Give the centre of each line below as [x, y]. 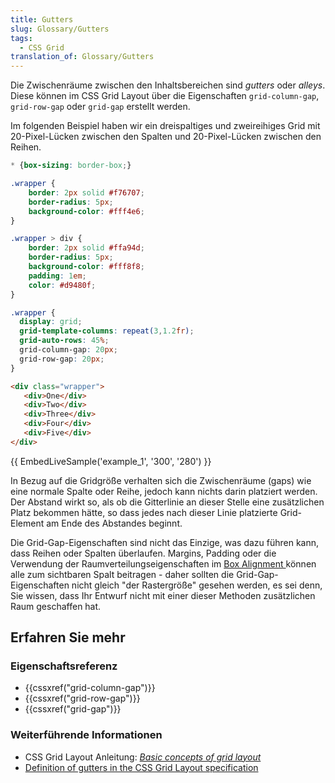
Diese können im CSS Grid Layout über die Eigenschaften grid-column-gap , [165, 96]
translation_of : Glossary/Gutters [82, 57]
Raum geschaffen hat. [56, 606]
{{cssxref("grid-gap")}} [73, 709]
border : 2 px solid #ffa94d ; [86, 248]
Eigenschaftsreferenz [64, 666]
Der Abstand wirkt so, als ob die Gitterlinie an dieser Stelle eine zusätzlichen [167, 502]
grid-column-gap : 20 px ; [68, 350]
